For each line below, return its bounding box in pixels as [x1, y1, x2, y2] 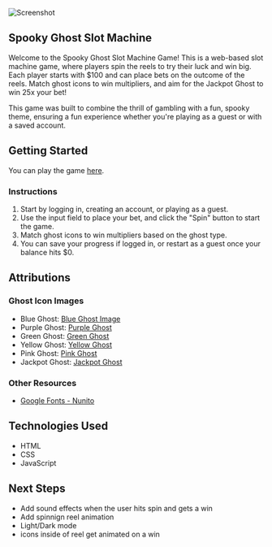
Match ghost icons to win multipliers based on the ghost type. [19, 230, 227, 240]
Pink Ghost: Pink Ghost [19, 348, 97, 358]
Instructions [8, 185, 58, 197]
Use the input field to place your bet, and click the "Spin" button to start [19, 212, 261, 223]
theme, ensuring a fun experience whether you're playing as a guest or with [8, 111, 262, 121]
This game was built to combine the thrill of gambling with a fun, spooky [8, 102, 250, 113]
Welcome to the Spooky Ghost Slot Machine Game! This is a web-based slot [8, 53, 264, 63]
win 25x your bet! [8, 87, 67, 97]
